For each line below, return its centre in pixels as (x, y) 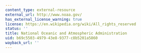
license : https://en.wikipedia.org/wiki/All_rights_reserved (71, 24)
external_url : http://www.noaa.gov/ (44, 15)
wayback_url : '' (22, 43)
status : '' (17, 29)
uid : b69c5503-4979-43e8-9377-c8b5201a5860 (52, 38)
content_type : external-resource (40, 10)
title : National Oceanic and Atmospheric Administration (66, 33)
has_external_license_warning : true (44, 19)
